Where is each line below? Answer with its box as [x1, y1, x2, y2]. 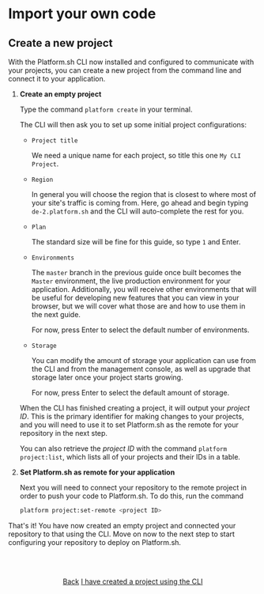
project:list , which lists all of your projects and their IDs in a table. [19, 452, 241, 461]
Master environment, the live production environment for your [31, 276, 232, 286]
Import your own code [8, 5, 157, 23]
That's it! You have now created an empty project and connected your [8, 520, 236, 530]
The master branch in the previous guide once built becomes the [31, 268, 242, 277]
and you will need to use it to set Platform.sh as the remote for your [19, 420, 239, 429]
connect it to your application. [8, 74, 106, 83]
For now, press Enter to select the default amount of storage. [31, 388, 230, 397]
